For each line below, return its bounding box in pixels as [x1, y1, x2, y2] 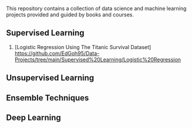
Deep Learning [6, 112, 61, 122]
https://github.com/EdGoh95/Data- [14, 50, 100, 57]
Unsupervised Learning [6, 73, 95, 83]
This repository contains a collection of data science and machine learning [6, 5, 187, 12]
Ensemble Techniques [6, 93, 89, 103]
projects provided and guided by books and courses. [6, 11, 134, 18]
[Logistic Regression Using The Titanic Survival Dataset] [14, 43, 151, 50]
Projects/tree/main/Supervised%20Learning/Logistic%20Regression [14, 56, 181, 63]
